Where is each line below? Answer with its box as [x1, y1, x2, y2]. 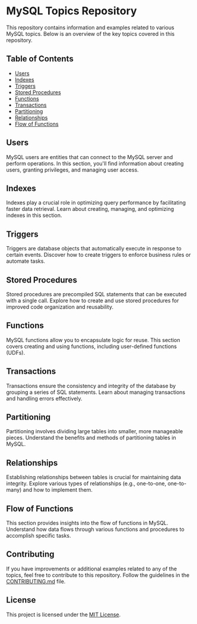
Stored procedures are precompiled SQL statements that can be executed [6, 291, 187, 297]
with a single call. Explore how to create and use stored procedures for [6, 297, 179, 304]
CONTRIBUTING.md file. [6, 578, 66, 585]
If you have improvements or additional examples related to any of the [6, 565, 177, 572]
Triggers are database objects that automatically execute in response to [6, 245, 182, 252]
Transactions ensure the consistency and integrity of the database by [6, 382, 176, 389]
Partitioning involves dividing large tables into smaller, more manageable [6, 428, 183, 435]
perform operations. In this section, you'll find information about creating [6, 160, 184, 167]
